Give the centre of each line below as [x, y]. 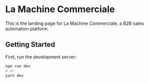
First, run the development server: [41, 57]
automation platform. [27, 28]
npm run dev [18, 66]
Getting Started [30, 45]
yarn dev [14, 75]
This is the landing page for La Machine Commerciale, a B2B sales [74, 23]
